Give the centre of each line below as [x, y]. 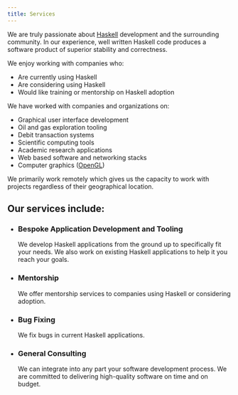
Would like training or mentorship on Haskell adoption [96, 92]
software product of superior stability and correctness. [88, 49]
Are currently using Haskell [57, 77]
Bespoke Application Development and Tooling [100, 228]
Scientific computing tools [56, 142]
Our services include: [56, 209]
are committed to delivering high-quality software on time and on [113, 376]
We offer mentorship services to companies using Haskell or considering [124, 293]
